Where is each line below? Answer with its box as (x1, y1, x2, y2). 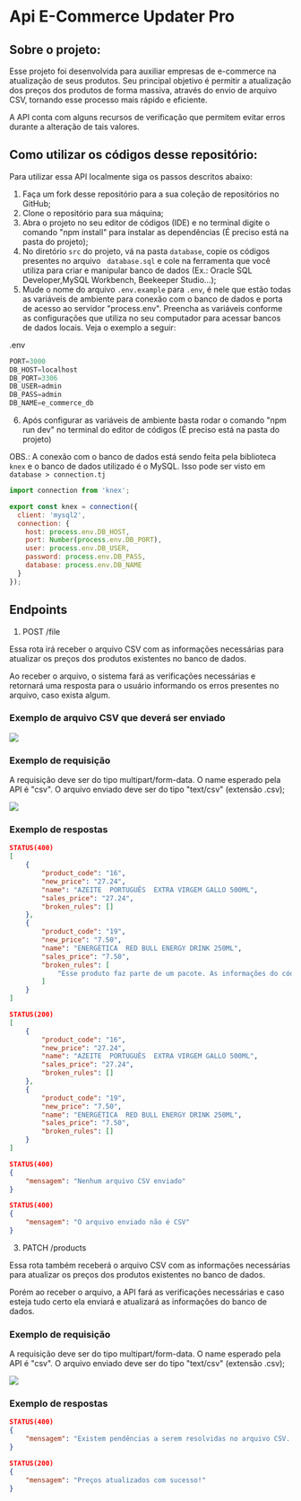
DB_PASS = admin (9, 391, 63, 399)
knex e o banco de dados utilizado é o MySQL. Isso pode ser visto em (9, 461, 266, 472)
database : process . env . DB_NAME (25, 561, 142, 570)
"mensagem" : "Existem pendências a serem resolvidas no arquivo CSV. (25, 1435, 291, 1444)
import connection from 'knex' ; (9, 487, 130, 496)
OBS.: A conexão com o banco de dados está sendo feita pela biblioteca (9, 452, 277, 462)
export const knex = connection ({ (9, 502, 139, 511)
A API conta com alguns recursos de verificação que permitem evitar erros (9, 112, 286, 122)
